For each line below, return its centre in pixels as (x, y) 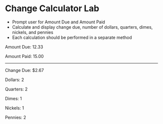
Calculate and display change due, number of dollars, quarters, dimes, (82, 27)
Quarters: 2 (16, 89)
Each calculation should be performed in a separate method (72, 37)
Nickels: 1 (15, 108)
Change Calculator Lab (52, 9)
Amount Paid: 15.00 (24, 56)
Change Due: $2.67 (24, 70)
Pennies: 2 (16, 117)
